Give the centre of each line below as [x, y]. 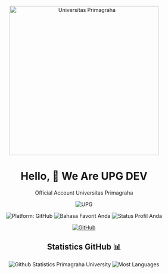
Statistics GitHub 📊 [84, 247]
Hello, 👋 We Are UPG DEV [84, 176]
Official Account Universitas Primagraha [84, 193]
